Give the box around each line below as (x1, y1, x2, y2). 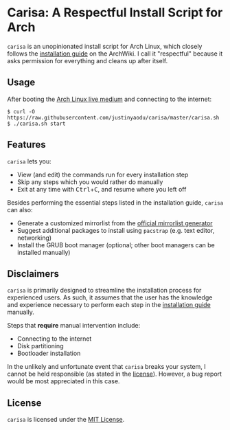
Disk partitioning (16, 342, 64, 350)
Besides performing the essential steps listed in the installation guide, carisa (7, 198, 224, 207)
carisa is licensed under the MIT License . (7, 416, 125, 424)
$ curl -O (7, 108, 36, 115)
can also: (7, 205, 33, 214)
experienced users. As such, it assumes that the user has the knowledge (7, 293, 213, 302)
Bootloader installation (16, 349, 81, 358)
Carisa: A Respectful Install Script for (7, 5, 223, 21)
